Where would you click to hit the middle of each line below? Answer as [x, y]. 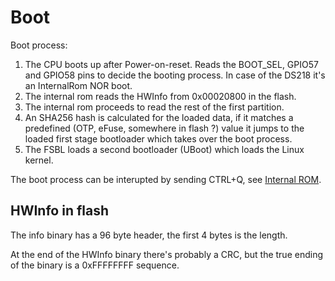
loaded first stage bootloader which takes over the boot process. [158, 138]
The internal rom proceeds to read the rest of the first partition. [154, 107]
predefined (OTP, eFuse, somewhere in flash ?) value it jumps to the [164, 128]
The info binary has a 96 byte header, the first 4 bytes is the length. [149, 235]
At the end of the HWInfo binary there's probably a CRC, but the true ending [166, 254]
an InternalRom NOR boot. [78, 85]
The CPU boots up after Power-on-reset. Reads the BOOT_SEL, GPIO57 [171, 64]
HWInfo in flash [60, 211]
